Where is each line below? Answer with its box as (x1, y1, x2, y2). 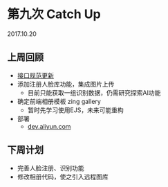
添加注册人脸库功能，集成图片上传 (17, 80, 115, 88)
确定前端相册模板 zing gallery (17, 97, 102, 105)
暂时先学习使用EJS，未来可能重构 (27, 105, 124, 114)
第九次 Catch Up (7, 6, 102, 22)
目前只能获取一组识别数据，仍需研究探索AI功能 (27, 88, 161, 97)
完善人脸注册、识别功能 (17, 163, 84, 172)
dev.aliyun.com (27, 122, 71, 130)
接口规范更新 (17, 71, 54, 80)
